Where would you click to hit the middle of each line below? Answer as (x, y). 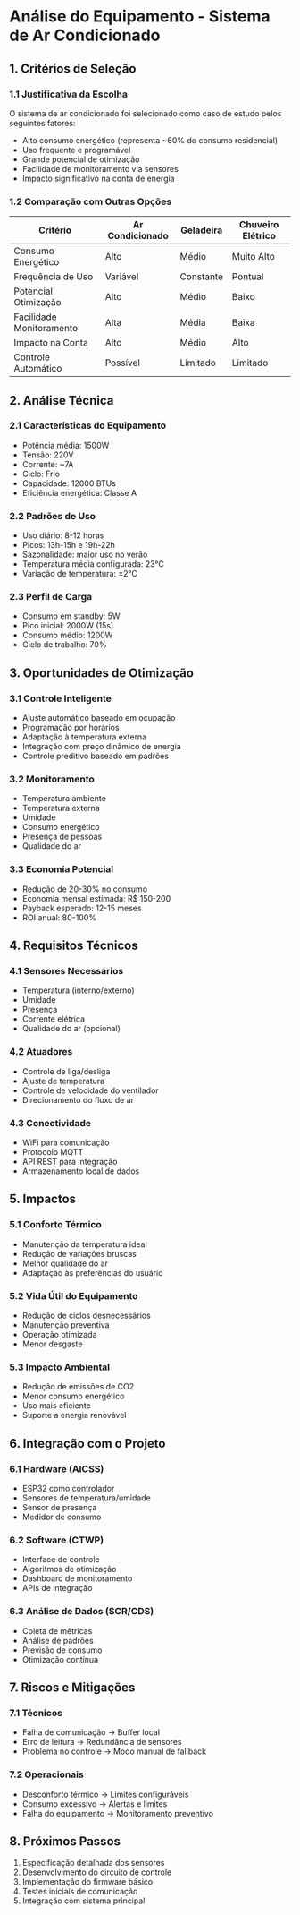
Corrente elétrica (54, 1019)
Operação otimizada (59, 1334)
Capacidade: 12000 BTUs (69, 483)
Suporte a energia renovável (74, 1415)
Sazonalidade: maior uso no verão (85, 555)
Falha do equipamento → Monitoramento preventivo (118, 1813)
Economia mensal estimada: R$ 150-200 (96, 898)
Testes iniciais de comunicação (80, 1892)
